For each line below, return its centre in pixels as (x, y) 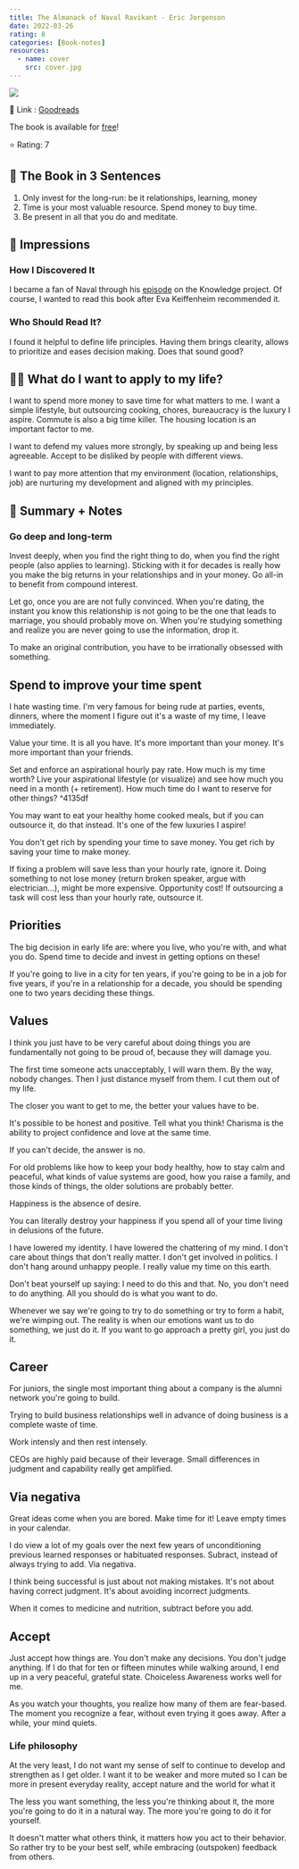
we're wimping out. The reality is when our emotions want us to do (132, 1320)
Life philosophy (44, 1746)
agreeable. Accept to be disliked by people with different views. (126, 456)
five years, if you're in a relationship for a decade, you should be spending (146, 983)
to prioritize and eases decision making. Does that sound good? (126, 351)
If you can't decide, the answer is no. (77, 1150)
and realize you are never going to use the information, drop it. (124, 630)
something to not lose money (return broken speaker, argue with (128, 878)
